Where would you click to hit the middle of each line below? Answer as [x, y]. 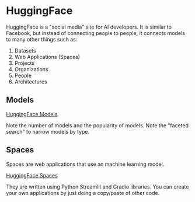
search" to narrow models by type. [48, 131]
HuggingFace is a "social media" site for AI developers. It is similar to [89, 27]
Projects [25, 63]
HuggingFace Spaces [32, 175]
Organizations [31, 69]
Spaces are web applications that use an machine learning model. [85, 164]
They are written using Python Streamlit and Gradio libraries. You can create [97, 187]
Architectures [31, 81]
